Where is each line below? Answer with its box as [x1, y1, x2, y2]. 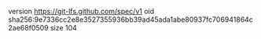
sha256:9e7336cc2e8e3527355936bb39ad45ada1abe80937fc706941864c [8, 15, 254, 24]
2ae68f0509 [8, 23, 49, 32]
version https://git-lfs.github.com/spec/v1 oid [8, 7, 155, 16]
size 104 [50, 23, 77, 32]
